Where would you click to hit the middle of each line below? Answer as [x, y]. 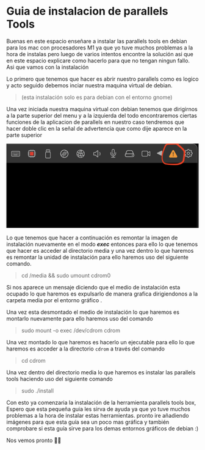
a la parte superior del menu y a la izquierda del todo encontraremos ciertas [102, 115]
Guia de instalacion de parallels [87, 11]
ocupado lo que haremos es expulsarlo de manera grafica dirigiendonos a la [102, 294]
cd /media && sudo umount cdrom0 [66, 275]
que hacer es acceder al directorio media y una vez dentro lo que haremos [100, 251]
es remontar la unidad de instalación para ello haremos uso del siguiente [98, 257]
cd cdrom [33, 361]
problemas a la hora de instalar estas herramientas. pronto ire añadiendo [98, 416]
